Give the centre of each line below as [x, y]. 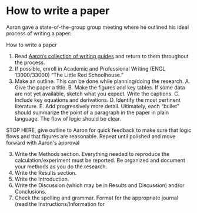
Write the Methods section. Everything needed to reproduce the [92, 154]
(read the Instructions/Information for [60, 204]
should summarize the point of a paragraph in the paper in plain [92, 112]
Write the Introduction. [42, 179]
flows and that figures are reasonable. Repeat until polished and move [91, 136]
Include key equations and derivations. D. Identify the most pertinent [98, 100]
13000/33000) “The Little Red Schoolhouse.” [69, 75]
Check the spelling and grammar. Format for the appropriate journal [96, 198]
